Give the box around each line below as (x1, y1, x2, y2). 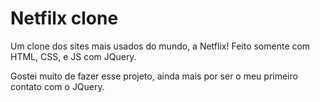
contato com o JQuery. (10, 80, 105, 92)
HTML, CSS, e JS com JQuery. (10, 50, 137, 62)
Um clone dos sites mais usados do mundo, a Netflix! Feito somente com (10, 40, 311, 52)
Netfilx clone (10, 7, 119, 30)
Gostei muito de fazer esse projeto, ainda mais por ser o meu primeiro (10, 70, 298, 82)
